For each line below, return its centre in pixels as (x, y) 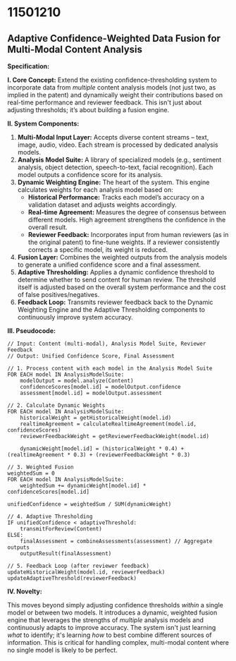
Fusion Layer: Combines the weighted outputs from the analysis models (122, 257)
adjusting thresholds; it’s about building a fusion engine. (88, 110)
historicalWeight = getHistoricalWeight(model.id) (96, 418)
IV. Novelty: (25, 591)
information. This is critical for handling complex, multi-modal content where (118, 642)
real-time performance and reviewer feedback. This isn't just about (105, 102)
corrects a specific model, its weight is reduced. (98, 250)
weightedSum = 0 (31, 473)
